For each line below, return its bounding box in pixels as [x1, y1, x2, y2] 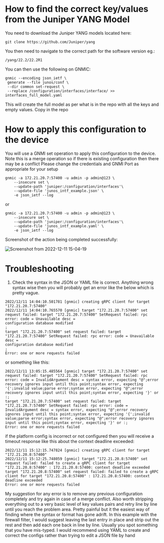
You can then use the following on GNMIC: [5, 66, 91, 72]
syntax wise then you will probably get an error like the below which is [12, 284, 154, 290]
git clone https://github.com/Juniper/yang [5, 39, 95, 45]
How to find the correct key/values [5, 3, 148, 15]
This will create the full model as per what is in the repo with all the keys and [5, 101, 159, 107]
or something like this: [5, 359, 50, 365]
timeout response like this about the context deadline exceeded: [5, 438, 135, 444]
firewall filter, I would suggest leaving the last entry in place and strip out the [5, 517, 159, 522]
